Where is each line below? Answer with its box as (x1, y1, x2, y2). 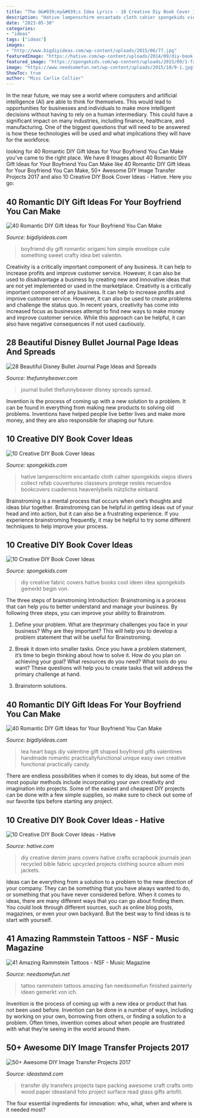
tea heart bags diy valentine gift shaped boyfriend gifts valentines (20, 748, 183, 755)
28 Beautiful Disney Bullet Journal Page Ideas (6, 338, 179, 348)
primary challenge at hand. (14, 670, 82, 678)
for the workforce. (6, 136, 51, 143)
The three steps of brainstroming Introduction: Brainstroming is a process (6, 597, 186, 604)
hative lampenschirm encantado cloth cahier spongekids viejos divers (20, 473, 192, 480)
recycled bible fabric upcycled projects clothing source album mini (20, 860, 185, 867)
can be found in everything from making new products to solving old (6, 404, 174, 411)
